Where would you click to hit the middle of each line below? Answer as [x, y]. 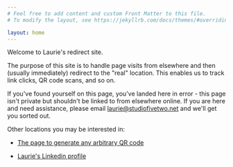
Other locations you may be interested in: [66, 130]
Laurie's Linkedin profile [52, 156]
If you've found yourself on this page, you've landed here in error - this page [116, 94]
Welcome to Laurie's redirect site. [55, 52]
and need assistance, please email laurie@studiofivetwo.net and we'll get [112, 109]
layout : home [26, 33]
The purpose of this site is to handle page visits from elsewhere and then [112, 66]
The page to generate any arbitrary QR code [80, 143]
